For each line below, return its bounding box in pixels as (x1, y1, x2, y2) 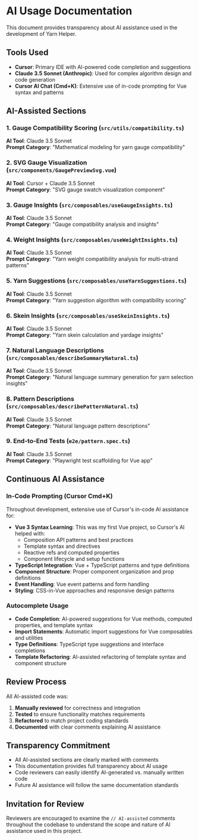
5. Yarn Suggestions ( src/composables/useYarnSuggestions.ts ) (6, 277, 187, 285)
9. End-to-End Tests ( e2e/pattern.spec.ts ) (6, 437, 131, 445)
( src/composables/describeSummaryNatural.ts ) (6, 354, 138, 362)
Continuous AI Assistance (6, 474, 105, 484)
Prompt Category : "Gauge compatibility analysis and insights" (6, 221, 159, 228)
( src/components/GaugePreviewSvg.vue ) (6, 166, 117, 174)
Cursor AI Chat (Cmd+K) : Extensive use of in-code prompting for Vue (14, 82, 187, 89)
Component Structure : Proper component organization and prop (14, 568, 174, 575)
